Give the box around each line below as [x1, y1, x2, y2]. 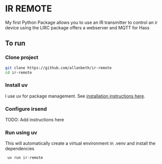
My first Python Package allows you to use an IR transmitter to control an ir [5, 19, 158, 25]
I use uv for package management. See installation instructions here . [5, 93, 145, 99]
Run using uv [5, 129, 38, 136]
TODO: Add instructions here [5, 116, 64, 122]
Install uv [5, 82, 28, 88]
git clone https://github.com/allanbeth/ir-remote [5, 65, 112, 70]
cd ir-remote [5, 70, 32, 75]
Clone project [5, 54, 39, 61]
